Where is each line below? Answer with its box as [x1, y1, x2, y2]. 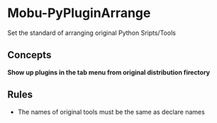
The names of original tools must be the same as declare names [17, 107, 206, 116]
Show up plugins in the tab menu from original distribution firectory [7, 68, 211, 76]
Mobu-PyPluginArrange [7, 5, 151, 21]
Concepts [7, 49, 52, 61]
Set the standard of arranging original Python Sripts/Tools [7, 28, 176, 37]
